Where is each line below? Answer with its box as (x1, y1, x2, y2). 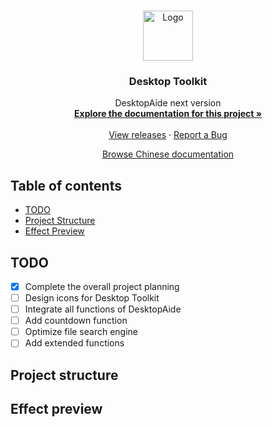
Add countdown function (24, 315, 128, 327)
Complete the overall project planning (24, 280, 180, 292)
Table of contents (10, 177, 122, 194)
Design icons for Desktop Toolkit (24, 291, 160, 304)
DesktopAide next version (114, 97, 222, 109)
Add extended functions (24, 337, 125, 349)
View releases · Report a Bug (108, 129, 228, 141)
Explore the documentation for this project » (74, 108, 262, 120)
